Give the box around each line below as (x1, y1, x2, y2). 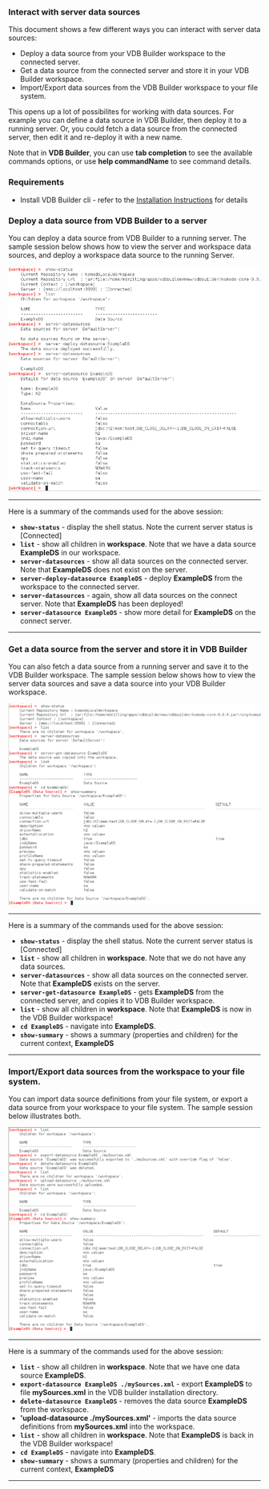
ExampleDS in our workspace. (19, 547, 121, 557)
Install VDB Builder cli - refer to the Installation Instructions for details (19, 195, 248, 205)
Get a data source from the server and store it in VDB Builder (8, 643, 248, 654)
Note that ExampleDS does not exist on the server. (19, 564, 188, 574)
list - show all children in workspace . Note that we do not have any (19, 954, 247, 963)
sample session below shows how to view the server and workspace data (8, 242, 251, 251)
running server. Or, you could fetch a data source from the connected (8, 124, 238, 134)
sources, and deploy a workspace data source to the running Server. (8, 250, 235, 259)
